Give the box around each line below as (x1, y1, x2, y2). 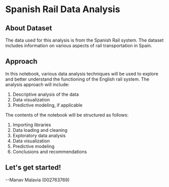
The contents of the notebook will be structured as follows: (5, 111, 128, 118)
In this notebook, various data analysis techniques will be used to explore (5, 70, 158, 77)
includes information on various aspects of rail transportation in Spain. (5, 43, 152, 49)
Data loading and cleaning (12, 127, 67, 133)
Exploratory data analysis (12, 132, 66, 138)
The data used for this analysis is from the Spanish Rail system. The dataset (5, 37, 164, 43)
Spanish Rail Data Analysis (5, 4, 120, 15)
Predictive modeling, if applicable (12, 102, 83, 108)
